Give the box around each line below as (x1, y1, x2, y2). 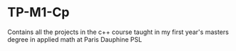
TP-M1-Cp (7, 4, 70, 21)
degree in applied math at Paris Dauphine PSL (7, 35, 143, 43)
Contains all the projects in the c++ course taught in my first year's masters (7, 28, 230, 36)
